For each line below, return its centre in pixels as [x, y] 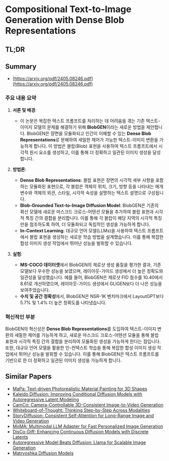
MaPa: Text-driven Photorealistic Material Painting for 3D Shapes [80, 389]
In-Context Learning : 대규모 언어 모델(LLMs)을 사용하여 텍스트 [83, 230]
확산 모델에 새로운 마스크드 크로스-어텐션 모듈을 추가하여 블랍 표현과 [87, 212]
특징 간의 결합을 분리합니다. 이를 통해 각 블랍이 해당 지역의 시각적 [89, 218]
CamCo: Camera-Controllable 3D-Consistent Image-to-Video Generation [88, 404]
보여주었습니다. [35, 290]
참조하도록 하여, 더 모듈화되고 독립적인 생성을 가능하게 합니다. [90, 224]
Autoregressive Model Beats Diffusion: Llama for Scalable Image [79, 442]
